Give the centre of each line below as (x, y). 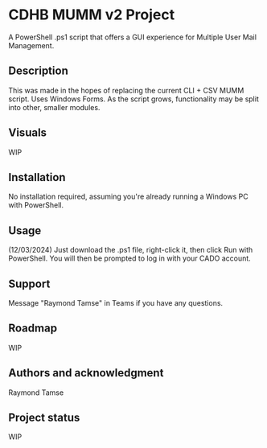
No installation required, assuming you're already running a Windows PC (128, 197)
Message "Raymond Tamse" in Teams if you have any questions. (116, 303)
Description (38, 71)
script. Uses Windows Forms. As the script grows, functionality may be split (133, 99)
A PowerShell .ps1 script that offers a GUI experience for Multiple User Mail (133, 37)
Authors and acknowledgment (86, 373)
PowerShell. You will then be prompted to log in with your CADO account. (129, 258)
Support (29, 284)
